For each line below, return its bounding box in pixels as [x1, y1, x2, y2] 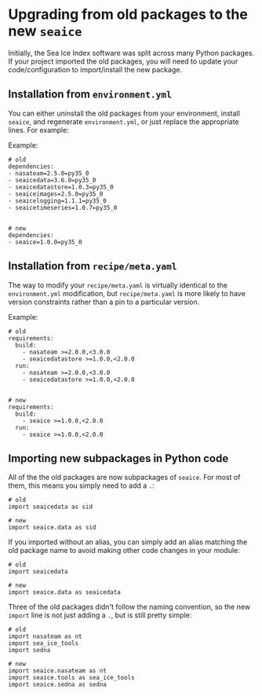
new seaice [8, 22, 82, 40]
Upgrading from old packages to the [8, 5, 249, 24]
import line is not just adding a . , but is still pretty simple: [8, 610, 192, 620]
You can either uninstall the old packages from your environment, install [8, 108, 241, 118]
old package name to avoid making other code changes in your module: [8, 546, 241, 555]
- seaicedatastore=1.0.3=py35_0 [8, 183, 114, 191]
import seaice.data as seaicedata [8, 588, 122, 596]
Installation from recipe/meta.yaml [8, 259, 177, 273]
